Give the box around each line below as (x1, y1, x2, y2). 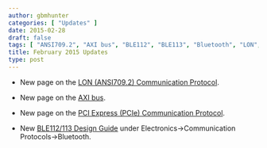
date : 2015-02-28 (8, 26, 66, 34)
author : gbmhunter (8, 11, 69, 20)
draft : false (8, 33, 52, 42)
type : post (8, 56, 44, 64)
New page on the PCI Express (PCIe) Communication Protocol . (19, 108, 225, 117)
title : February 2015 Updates (8, 48, 109, 56)
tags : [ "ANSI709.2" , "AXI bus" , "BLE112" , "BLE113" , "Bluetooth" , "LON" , (8, 41, 261, 49)
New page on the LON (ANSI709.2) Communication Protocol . (19, 77, 220, 87)
